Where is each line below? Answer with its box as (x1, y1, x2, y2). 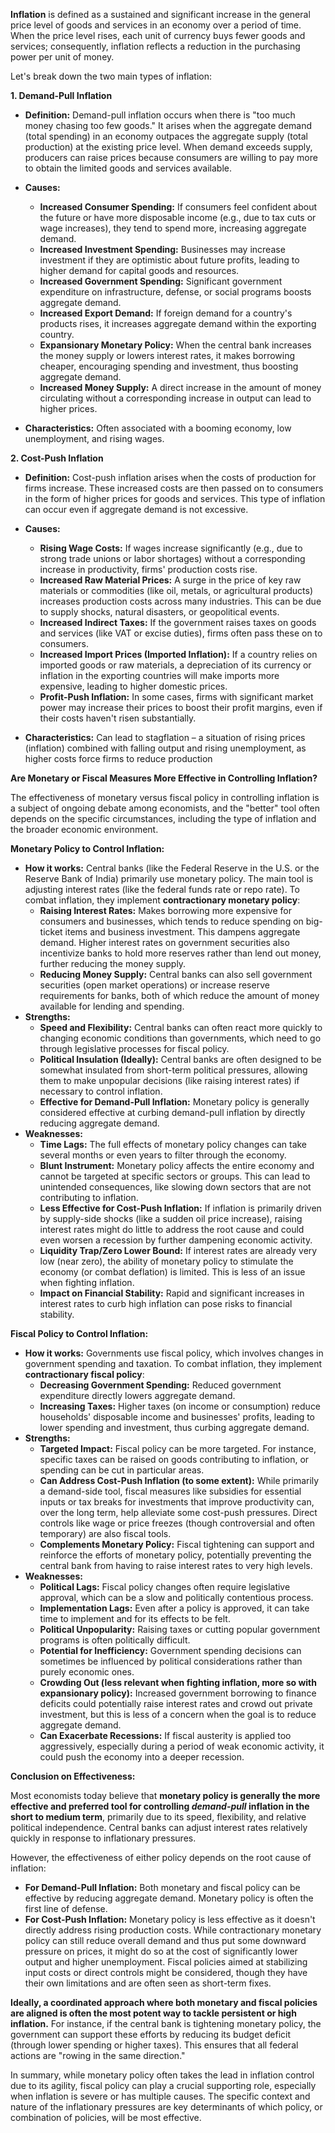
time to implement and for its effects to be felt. (39, 1613, 231, 1624)
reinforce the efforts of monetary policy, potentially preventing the (39, 1549, 312, 1561)
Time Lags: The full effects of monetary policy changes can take (39, 1139, 308, 1150)
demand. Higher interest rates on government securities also (39, 937, 290, 948)
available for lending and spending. (39, 1000, 185, 1012)
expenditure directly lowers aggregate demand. (39, 1390, 236, 1401)
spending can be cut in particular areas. (39, 1464, 205, 1476)
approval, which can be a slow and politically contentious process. (39, 1592, 314, 1603)
